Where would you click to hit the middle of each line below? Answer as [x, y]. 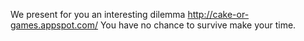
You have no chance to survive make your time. [198, 25]
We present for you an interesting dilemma [98, 14]
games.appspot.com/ [54, 25]
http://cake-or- [218, 14]
